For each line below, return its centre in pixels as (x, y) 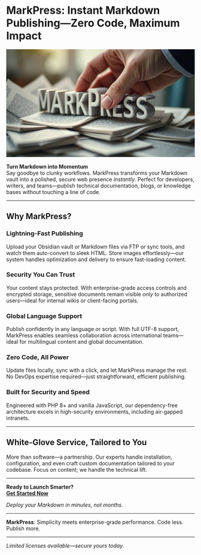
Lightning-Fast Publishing (45, 233)
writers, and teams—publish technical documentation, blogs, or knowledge (99, 186)
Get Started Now (28, 493)
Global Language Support (44, 316)
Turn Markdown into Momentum (47, 166)
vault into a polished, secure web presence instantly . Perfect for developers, (100, 179)
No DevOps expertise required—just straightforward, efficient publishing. (96, 377)
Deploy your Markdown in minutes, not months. (65, 505)
